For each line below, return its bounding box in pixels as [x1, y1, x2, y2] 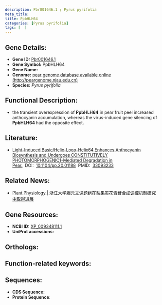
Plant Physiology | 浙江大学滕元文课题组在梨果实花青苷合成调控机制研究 [12, 190, 156, 196]
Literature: [5, 134, 38, 142]
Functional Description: [5, 96, 78, 105]
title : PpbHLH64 [5, 16, 38, 21]
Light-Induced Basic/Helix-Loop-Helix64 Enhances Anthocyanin [12, 147, 141, 153]
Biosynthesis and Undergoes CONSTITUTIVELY [12, 152, 108, 158]
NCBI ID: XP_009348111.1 [12, 224, 62, 229]
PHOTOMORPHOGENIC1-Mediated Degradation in [12, 157, 113, 163]
